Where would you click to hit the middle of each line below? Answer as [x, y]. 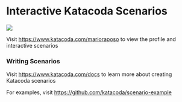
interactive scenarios [32, 45]
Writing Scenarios [33, 61]
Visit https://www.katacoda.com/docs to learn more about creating [89, 74]
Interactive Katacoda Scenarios [87, 11]
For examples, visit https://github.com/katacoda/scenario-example [89, 92]
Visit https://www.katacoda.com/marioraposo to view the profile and [91, 39]
